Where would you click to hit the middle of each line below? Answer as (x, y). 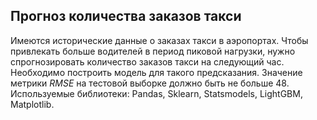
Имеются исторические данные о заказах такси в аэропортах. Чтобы (159, 40)
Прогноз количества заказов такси (126, 16)
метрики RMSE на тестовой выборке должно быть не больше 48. (150, 83)
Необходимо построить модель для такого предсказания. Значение (156, 72)
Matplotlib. (32, 104)
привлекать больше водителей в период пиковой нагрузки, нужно (153, 51)
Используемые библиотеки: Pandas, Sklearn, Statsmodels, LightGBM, (156, 93)
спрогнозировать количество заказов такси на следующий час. (147, 61)
